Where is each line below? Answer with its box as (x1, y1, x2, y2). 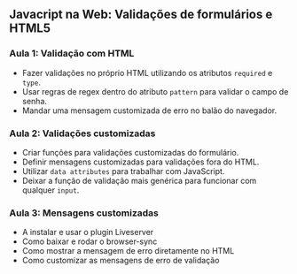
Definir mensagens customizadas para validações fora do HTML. (21, 156, 260, 167)
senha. (21, 95, 47, 106)
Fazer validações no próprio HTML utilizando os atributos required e (21, 67, 273, 78)
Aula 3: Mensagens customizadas (9, 207, 160, 219)
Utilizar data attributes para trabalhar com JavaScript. (21, 165, 225, 176)
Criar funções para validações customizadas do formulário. (21, 147, 239, 157)
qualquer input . (21, 185, 80, 195)
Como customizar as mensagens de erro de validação (21, 255, 220, 266)
